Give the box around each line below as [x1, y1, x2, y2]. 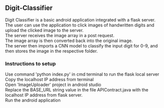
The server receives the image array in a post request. [5, 32, 115, 38]
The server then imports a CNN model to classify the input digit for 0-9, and [5, 43, 158, 48]
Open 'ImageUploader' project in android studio [5, 82, 101, 87]
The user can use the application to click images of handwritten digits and [5, 22, 155, 28]
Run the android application [5, 97, 61, 103]
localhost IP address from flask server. [5, 92, 83, 98]
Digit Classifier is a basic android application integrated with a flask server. [5, 17, 156, 22]
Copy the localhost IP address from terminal [5, 77, 94, 83]
